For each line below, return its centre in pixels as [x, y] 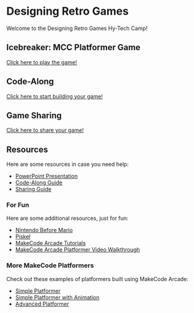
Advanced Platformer [42, 304]
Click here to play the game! [42, 62]
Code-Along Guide [39, 183]
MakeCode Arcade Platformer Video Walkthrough [77, 250]
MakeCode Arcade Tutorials [50, 243]
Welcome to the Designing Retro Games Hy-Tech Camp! [77, 28]
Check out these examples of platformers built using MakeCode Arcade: [97, 279]
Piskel [23, 236]
